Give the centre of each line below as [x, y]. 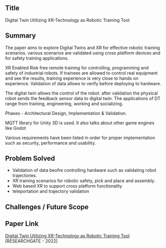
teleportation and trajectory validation [51, 191]
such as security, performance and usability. [51, 143]
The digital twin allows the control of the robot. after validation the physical [82, 93]
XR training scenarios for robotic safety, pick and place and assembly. [84, 181]
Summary [21, 36]
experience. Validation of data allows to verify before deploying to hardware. [83, 83]
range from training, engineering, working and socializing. [64, 103]
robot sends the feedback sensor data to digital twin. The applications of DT [83, 98]
